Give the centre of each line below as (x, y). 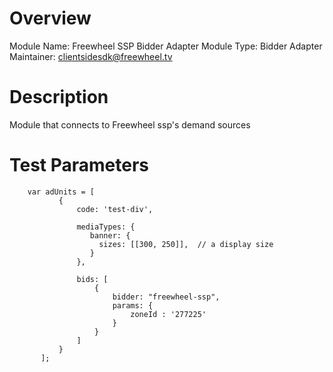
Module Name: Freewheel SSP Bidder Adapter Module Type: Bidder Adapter (166, 46)
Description (59, 97)
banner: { (110, 235)
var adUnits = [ (61, 192)
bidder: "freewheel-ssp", (166, 297)
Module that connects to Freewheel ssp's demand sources (130, 124)
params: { (133, 305)
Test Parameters (79, 165)
